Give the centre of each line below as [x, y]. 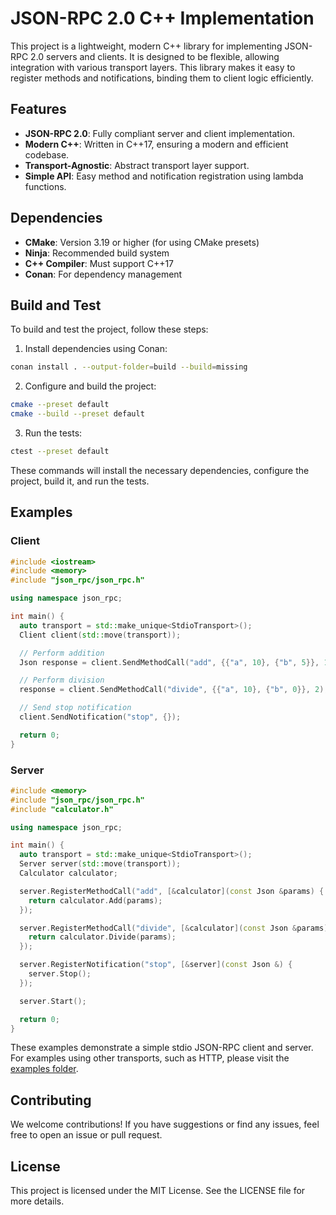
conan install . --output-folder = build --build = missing [129, 367]
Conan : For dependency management [103, 274]
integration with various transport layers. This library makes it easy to [153, 67]
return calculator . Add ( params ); [95, 900]
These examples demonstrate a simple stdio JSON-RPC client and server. [162, 1048]
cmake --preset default [60, 405]
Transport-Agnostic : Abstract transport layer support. [137, 165]
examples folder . [44, 1069]
